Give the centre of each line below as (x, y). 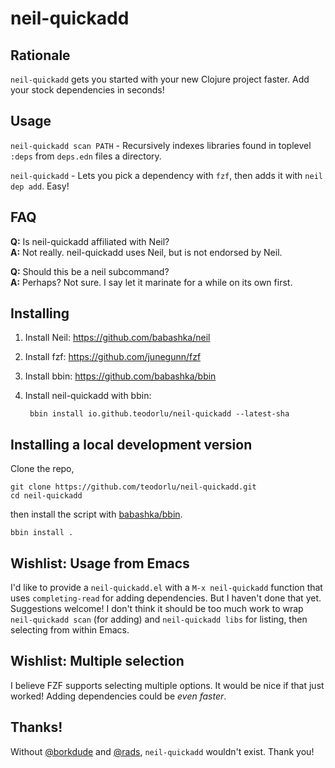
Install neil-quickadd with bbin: (88, 396)
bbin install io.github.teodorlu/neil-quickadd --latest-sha (159, 414)
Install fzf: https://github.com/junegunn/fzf (113, 357)
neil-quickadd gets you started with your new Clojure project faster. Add (160, 79)
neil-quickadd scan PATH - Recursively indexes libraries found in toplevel (161, 145)
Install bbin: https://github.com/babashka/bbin (120, 376)
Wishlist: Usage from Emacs (100, 563)
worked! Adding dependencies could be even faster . (118, 696)
